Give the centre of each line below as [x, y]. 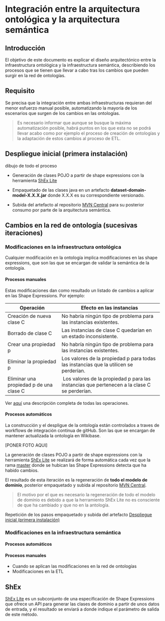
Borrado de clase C [30, 333]
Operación [32, 308]
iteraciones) [24, 233]
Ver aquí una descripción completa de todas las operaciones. [67, 403]
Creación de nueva [29, 316]
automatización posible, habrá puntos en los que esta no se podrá [84, 128]
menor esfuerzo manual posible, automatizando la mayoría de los [71, 108]
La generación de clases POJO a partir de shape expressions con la [74, 454]
